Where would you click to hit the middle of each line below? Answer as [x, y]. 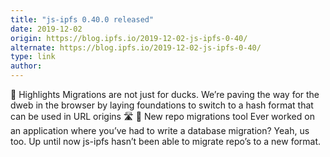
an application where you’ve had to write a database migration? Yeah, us [160, 130]
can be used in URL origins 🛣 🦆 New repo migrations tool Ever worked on [162, 116]
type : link [33, 57]
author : [26, 66]
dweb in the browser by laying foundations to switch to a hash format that [162, 105]
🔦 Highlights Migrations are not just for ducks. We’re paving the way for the [165, 94]
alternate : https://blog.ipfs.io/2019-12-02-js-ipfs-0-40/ [136, 47]
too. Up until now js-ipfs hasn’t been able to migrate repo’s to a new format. [166, 141]
